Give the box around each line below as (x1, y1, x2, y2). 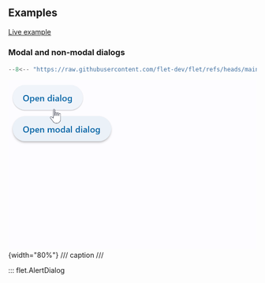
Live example (8, 27, 51, 36)
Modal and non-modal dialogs (8, 46, 125, 57)
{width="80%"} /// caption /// (8, 250, 104, 259)
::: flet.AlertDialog (8, 265, 65, 274)
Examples (8, 6, 58, 20)
